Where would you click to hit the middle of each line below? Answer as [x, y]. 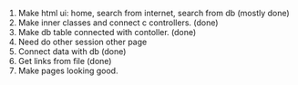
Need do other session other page [82, 42]
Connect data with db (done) [72, 52]
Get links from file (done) [65, 61]
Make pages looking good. [68, 71]
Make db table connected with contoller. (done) [107, 32]
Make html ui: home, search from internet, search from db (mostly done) [154, 13]
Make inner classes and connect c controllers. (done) [118, 23]
